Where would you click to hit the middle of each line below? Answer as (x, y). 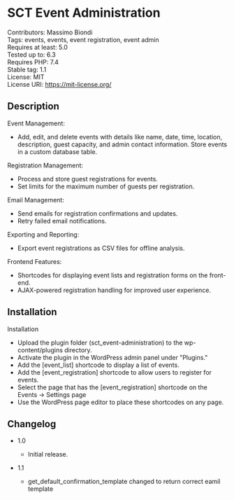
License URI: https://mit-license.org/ (59, 84)
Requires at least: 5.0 (38, 47)
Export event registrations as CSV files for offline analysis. (101, 248)
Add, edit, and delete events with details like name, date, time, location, (120, 137)
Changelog (32, 424)
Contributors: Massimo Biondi (50, 32)
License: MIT (26, 77)
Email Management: (36, 200)
